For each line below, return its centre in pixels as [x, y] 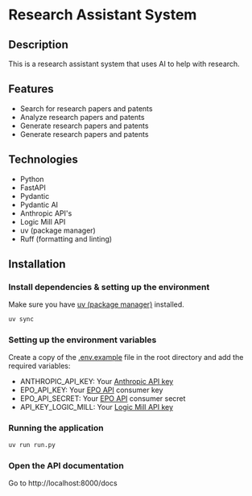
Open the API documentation [66, 465]
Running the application [56, 428]
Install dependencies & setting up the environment [109, 287]
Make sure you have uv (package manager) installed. [97, 304]
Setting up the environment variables [83, 340]
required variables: [39, 366]
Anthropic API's [46, 213]
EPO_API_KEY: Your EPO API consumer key [91, 390]
